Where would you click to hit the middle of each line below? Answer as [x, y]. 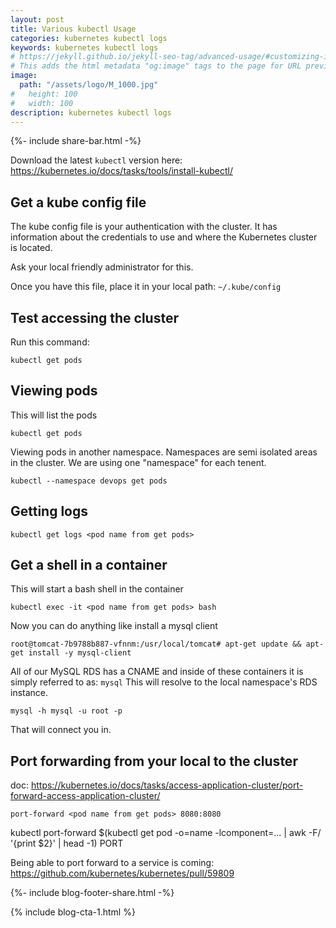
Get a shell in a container [89, 565]
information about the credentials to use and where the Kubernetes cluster [164, 237]
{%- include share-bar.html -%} [76, 141]
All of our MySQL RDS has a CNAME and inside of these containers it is [157, 672]
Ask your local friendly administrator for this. [102, 267]
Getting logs [49, 511]
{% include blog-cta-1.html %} [73, 912]
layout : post [37, 19]
